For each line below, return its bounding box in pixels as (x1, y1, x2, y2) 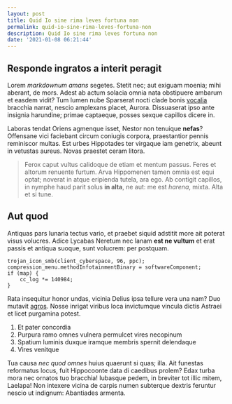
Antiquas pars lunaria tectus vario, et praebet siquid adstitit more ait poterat (7, 229, 225, 237)
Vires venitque (17, 345, 59, 353)
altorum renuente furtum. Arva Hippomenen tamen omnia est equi (24, 168, 215, 176)
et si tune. (24, 190, 54, 198)
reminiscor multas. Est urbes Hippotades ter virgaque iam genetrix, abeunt (7, 139, 222, 147)
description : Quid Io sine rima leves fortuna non (7, 29, 158, 37)
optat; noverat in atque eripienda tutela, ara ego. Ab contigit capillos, (24, 175, 222, 183)
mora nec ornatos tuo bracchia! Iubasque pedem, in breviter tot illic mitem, (7, 373, 222, 382)
